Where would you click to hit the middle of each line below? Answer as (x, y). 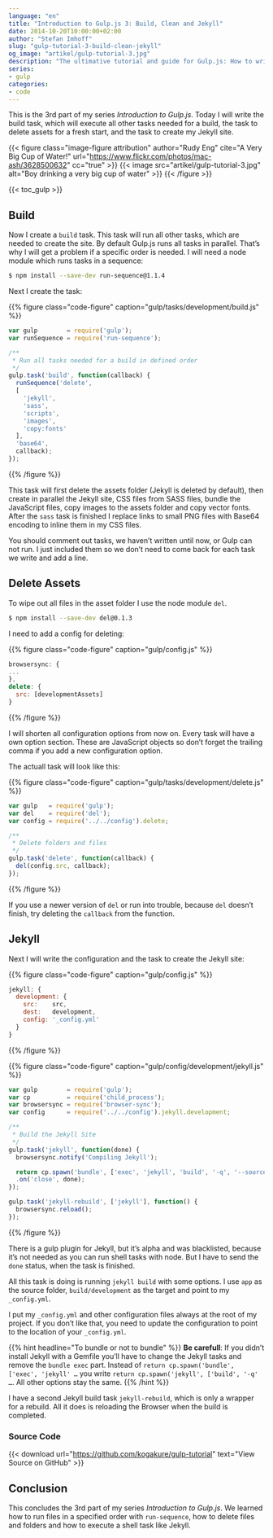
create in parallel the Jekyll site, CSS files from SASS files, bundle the (125, 498)
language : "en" (34, 16)
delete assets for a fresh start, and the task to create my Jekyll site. (121, 132)
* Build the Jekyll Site (54, 1135)
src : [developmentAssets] (60, 695)
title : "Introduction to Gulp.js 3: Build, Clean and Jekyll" (116, 24)
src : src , (45, 1005)
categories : (28, 84)
